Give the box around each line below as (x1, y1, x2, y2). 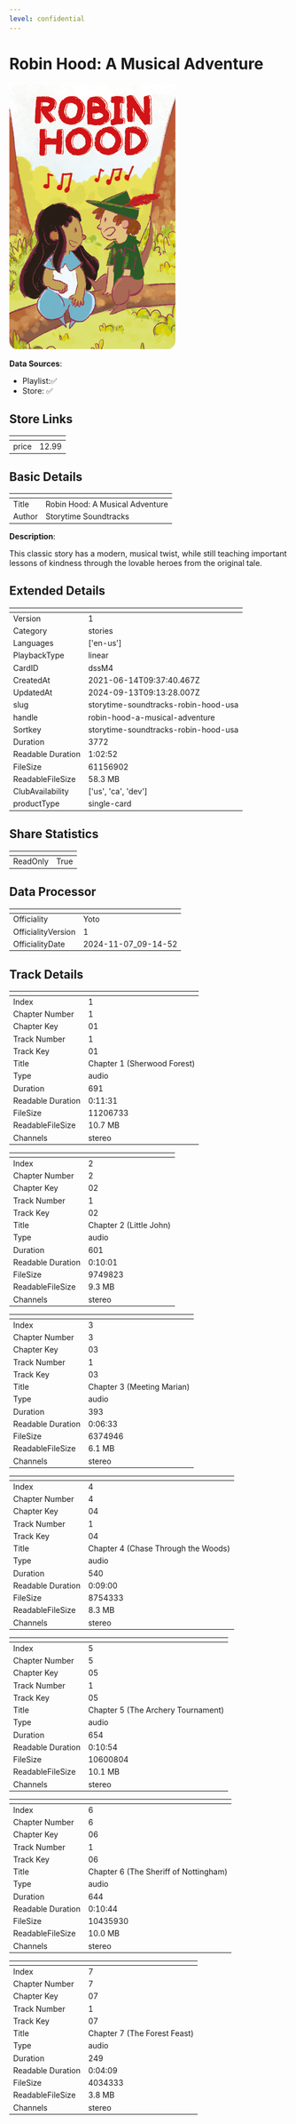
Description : (9, 531, 56, 541)
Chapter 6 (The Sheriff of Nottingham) (88, 1866, 228, 1877)
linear (88, 650, 109, 661)
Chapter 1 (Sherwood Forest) (88, 1058, 196, 1069)
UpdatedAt (12, 687, 53, 698)
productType (12, 798, 60, 809)
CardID (12, 662, 39, 673)
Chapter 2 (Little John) (88, 1220, 171, 1231)
